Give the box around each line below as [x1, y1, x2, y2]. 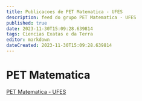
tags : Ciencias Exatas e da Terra [6, 31, 94, 37]
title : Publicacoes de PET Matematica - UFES [6, 8, 123, 15]
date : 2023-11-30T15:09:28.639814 [6, 25, 94, 32]
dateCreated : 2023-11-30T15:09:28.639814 [6, 43, 112, 49]
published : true [6, 20, 47, 26]
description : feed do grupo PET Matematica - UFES [6, 14, 137, 20]
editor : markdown [6, 37, 50, 43]
